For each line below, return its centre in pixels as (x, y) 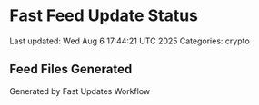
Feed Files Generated (71, 69)
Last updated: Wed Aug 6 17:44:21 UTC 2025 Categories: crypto (129, 41)
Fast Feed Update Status (104, 16)
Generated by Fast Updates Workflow (80, 91)
